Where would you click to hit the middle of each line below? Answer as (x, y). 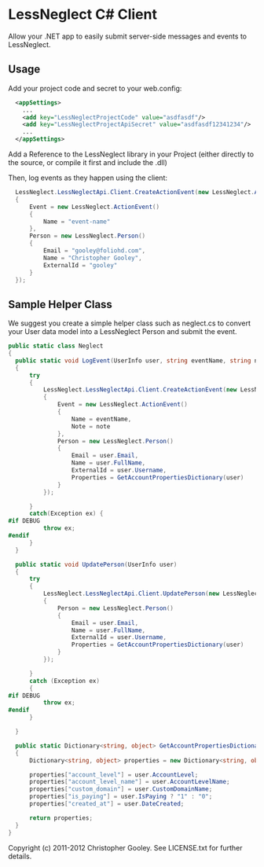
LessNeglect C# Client (82, 15)
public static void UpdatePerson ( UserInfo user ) (96, 564)
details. (20, 856)
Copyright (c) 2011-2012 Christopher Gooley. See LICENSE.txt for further (125, 847)
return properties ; (60, 818)
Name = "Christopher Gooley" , (93, 258)
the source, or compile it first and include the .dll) (88, 162)
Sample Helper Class (60, 304)
